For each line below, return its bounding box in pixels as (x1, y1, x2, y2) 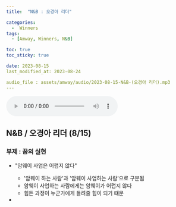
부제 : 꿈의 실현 (6, 147, 46, 155)
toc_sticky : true (6, 52, 49, 58)
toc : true (6, 47, 31, 53)
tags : (6, 30, 20, 36)
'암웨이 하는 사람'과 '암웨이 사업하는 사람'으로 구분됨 (23, 175, 144, 182)
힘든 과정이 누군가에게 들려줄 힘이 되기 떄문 (23, 190, 124, 197)
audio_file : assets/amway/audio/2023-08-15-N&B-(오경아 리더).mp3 (6, 79, 171, 85)
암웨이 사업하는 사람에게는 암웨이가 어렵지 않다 (23, 182, 132, 189)
